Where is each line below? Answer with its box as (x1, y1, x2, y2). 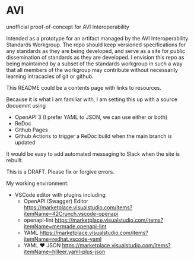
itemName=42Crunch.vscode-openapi (23, 210, 119, 217)
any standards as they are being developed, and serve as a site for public (6, 47, 186, 54)
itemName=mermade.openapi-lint (23, 222, 107, 229)
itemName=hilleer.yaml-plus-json (23, 248, 106, 255)
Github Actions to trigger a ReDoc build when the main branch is (14, 132, 172, 140)
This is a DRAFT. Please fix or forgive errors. (6, 168, 115, 175)
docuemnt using (6, 102, 46, 109)
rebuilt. (6, 156, 24, 163)
